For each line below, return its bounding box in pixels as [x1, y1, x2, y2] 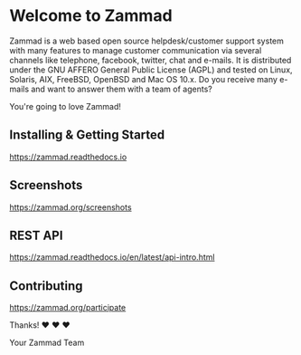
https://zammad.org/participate [9, 302, 127, 313]
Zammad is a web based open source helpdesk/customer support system [9, 35, 285, 46]
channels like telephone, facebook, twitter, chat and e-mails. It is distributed [9, 54, 292, 65]
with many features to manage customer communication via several [9, 44, 262, 55]
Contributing [9, 278, 83, 293]
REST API [9, 227, 63, 243]
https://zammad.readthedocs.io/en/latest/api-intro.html [9, 252, 215, 263]
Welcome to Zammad [9, 5, 174, 26]
